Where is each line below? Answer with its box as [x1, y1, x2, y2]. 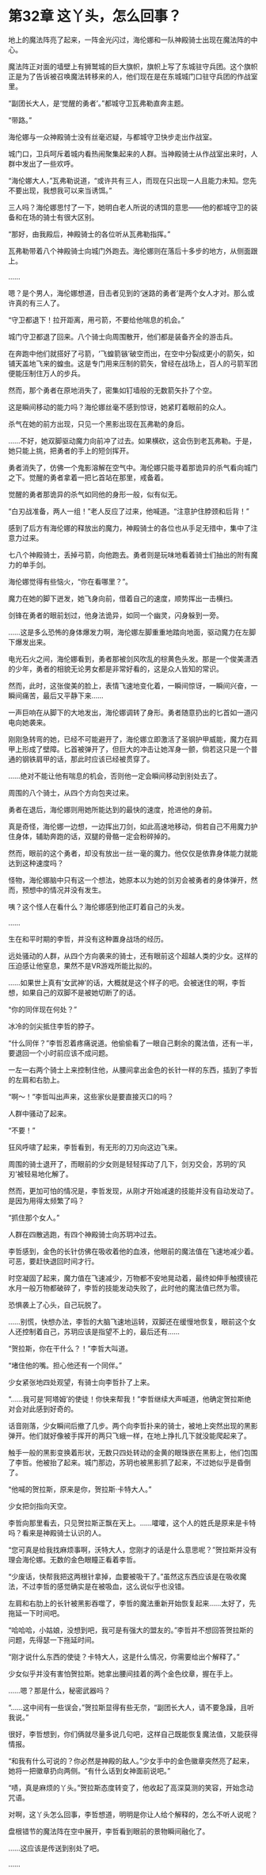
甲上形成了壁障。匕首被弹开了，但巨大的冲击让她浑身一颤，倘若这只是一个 [8, 744, 251, 753]
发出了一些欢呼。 [21, 159, 78, 168]
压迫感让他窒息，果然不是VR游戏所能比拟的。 [8, 961, 157, 970]
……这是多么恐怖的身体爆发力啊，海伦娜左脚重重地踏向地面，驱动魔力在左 [8, 627, 249, 637]
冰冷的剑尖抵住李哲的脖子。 [8, 1021, 99, 1031]
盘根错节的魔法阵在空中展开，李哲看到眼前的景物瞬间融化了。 [8, 1826, 210, 1836]
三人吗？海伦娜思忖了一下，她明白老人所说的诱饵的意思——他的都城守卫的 [8, 202, 251, 212]
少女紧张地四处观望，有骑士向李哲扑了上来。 [8, 1377, 154, 1386]
